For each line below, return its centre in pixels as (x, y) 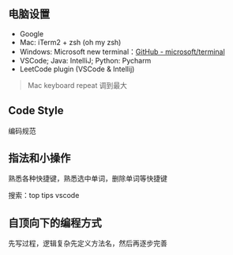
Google (32, 33)
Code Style (36, 110)
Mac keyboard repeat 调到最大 (77, 85)
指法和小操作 (39, 158)
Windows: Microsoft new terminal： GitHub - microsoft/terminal (122, 51)
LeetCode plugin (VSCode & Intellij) (77, 69)
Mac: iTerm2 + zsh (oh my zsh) (70, 42)
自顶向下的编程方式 (55, 223)
